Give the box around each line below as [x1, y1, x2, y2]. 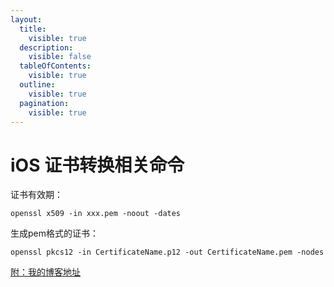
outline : [19, 80, 56, 90]
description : [19, 42, 74, 53]
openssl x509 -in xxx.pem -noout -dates [10, 209, 182, 219]
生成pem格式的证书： [10, 227, 99, 240]
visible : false [28, 52, 92, 62]
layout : [10, 14, 43, 25]
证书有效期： [10, 189, 63, 201]
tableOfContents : [19, 61, 92, 71]
